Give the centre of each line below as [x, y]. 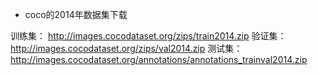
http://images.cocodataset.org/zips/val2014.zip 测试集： [126, 48]
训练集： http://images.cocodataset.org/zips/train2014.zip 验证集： [148, 36]
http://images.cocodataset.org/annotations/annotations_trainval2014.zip [159, 59]
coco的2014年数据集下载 [76, 14]
